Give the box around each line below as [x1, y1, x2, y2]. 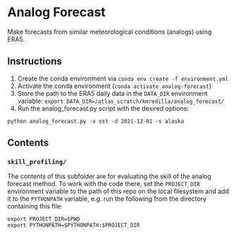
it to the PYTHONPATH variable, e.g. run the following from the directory [7, 194, 206, 203]
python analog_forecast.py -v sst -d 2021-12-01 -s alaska [7, 118, 185, 125]
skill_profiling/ [7, 158, 67, 166]
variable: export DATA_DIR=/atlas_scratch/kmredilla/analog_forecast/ [17, 97, 225, 105]
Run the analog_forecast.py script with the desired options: [17, 104, 189, 113]
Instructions [7, 56, 62, 68]
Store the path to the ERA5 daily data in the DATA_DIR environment [17, 89, 208, 97]
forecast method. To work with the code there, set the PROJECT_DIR [7, 180, 201, 188]
